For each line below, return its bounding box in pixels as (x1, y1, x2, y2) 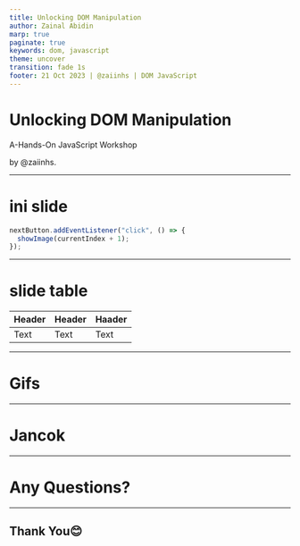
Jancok (9, 425, 65, 446)
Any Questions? (9, 477, 131, 498)
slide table (9, 281, 88, 301)
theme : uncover (9, 55, 66, 63)
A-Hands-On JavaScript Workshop (9, 139, 137, 150)
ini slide (9, 196, 69, 216)
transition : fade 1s (9, 63, 87, 72)
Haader (95, 314, 128, 326)
